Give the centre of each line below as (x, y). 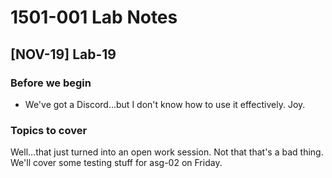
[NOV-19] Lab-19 (63, 54)
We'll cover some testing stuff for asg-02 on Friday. (116, 163)
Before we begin (51, 83)
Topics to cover (49, 130)
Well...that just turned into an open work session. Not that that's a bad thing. (167, 152)
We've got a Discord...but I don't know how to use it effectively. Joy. (165, 104)
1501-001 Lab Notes (94, 17)
